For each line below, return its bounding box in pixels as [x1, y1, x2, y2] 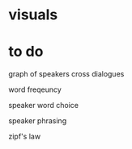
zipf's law [8, 131, 41, 142]
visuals [8, 6, 58, 24]
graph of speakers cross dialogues [8, 69, 125, 79]
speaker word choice [8, 101, 79, 110]
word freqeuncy [8, 85, 62, 94]
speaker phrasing [8, 116, 67, 126]
